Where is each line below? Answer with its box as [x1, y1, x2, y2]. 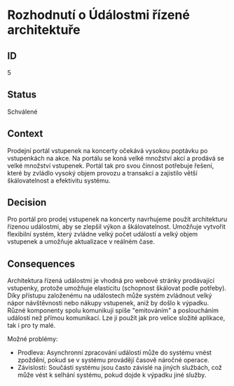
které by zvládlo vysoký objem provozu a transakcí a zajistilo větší [7, 168, 198, 177]
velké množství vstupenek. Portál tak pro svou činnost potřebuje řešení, [7, 161, 214, 170]
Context [7, 128, 43, 140]
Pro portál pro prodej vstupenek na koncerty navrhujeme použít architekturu [7, 215, 228, 224]
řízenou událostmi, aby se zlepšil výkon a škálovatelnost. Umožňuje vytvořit [7, 222, 226, 231]
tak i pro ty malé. [7, 321, 56, 330]
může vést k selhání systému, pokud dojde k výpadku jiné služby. [17, 371, 207, 379]
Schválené [7, 107, 38, 116]
